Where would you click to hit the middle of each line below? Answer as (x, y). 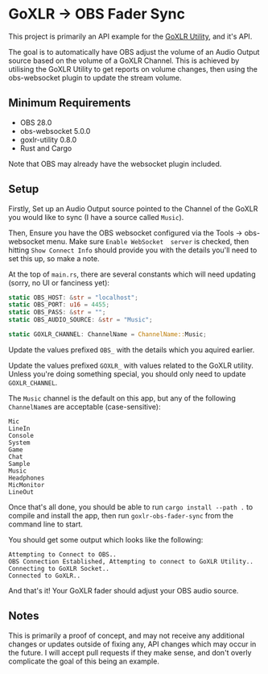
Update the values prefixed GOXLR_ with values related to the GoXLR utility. (131, 365)
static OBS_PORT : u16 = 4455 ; (59, 305)
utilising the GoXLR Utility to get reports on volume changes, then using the (133, 69)
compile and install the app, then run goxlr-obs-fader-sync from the (121, 515)
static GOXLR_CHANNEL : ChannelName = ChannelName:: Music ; (107, 335)
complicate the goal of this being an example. (84, 661)
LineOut (21, 492)
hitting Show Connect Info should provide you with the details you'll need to (133, 250)
